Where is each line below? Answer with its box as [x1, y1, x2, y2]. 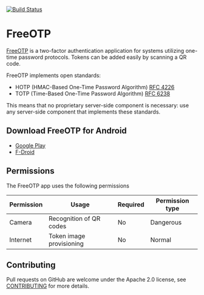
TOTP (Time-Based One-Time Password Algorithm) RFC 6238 [15, 90, 171, 97]
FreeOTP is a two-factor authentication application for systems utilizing [6, 47, 185, 54]
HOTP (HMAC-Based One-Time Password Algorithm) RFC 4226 [15, 83, 175, 90]
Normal [150, 236, 172, 244]
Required [117, 200, 144, 209]
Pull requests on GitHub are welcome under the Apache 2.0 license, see [6, 276, 186, 283]
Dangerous [150, 218, 182, 226]
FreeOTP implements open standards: [6, 72, 101, 79]
